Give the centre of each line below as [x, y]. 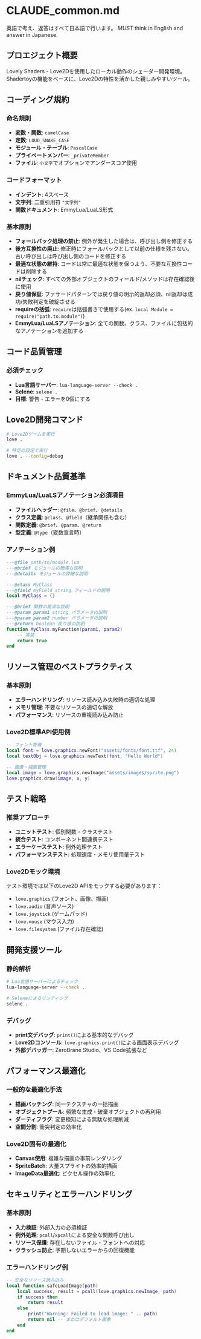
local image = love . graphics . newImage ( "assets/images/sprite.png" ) [93, 772]
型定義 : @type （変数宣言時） [50, 532]
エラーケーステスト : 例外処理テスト [59, 847]
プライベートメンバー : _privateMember [62, 156]
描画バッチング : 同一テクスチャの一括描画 [67, 1104]
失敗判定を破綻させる [49, 302]
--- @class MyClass [29, 585]
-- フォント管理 [24, 745]
